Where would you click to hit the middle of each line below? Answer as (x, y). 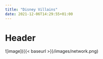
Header (20, 38)
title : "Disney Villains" (31, 9)
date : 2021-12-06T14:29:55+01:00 (39, 14)
